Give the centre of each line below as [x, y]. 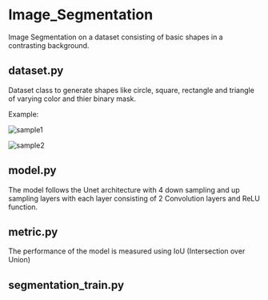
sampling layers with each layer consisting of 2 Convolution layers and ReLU [134, 198]
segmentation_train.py [66, 285]
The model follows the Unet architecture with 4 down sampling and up [124, 189]
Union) [19, 260]
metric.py [33, 231]
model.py [32, 170]
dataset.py [36, 71]
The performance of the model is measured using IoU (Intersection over [127, 251]
